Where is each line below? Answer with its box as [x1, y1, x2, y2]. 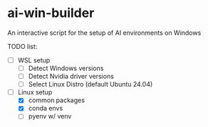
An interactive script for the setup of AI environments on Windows [7, 28, 202, 37]
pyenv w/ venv [28, 112, 72, 121]
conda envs [28, 104, 63, 113]
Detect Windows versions [28, 64, 104, 72]
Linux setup [17, 88, 53, 96]
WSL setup [17, 55, 51, 65]
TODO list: [7, 42, 38, 50]
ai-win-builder [7, 5, 95, 21]
